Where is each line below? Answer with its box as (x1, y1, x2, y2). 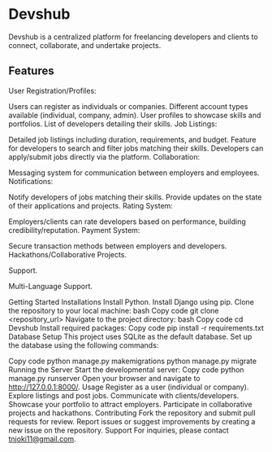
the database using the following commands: (8, 340, 159, 350)
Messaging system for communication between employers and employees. (8, 168, 260, 178)
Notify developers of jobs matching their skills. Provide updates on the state (8, 192, 262, 202)
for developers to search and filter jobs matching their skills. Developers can (8, 143, 264, 153)
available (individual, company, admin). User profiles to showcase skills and (8, 110, 261, 120)
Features (8, 64, 54, 78)
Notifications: (8, 176, 54, 186)
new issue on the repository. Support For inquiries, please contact (8, 425, 229, 435)
